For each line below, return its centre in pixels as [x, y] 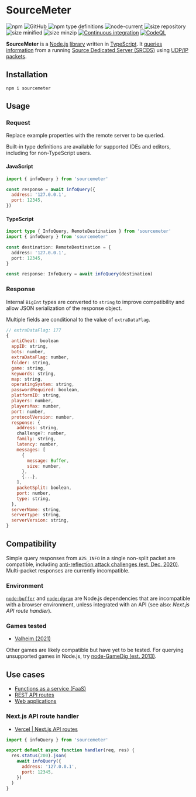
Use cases [25, 674]
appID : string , [30, 346]
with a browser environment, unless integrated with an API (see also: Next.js [98, 605]
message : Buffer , [48, 460]
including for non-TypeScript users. [49, 153]
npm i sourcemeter [28, 88]
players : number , [32, 401]
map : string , [27, 379]
